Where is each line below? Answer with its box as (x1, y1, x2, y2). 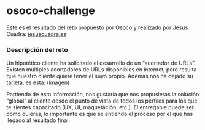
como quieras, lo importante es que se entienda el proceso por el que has (6, 110, 193, 118)
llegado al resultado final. (6, 117, 71, 124)
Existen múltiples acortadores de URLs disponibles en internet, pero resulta (6, 66, 197, 73)
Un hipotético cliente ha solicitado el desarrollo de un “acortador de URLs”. (6, 59, 196, 67)
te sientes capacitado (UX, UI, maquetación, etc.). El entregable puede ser (6, 104, 195, 111)
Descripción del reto (6, 45, 69, 54)
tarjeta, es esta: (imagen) (6, 79, 70, 86)
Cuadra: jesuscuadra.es (6, 30, 67, 37)
